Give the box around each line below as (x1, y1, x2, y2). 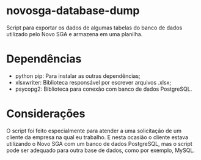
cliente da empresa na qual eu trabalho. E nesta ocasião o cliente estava (6, 133, 188, 141)
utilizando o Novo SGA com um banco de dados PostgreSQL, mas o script (6, 140, 192, 147)
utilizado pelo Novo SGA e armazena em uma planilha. (6, 30, 143, 37)
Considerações (6, 107, 86, 121)
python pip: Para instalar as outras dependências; (15, 72, 141, 80)
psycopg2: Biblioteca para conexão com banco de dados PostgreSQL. (15, 85, 192, 93)
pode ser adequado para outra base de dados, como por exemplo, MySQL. (6, 147, 196, 154)
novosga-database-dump (6, 4, 140, 18)
